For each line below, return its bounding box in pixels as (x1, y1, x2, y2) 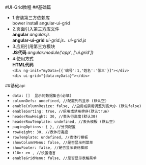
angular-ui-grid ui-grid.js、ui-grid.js (12, 37, 87, 43)
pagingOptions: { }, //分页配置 (12, 124, 76, 129)
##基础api (5, 83, 26, 88)
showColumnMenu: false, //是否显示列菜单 (12, 140, 93, 145)
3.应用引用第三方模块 (12, 44, 56, 49)
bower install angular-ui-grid (12, 20, 70, 26)
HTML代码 (12, 62, 34, 68)
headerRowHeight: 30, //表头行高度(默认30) (12, 114, 98, 119)
